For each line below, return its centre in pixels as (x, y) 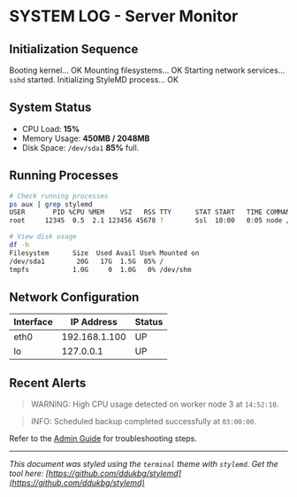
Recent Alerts (48, 383)
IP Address (94, 322)
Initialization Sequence (74, 49)
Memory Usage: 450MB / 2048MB (86, 138)
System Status (50, 108)
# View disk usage (43, 237)
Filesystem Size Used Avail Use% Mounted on (104, 253)
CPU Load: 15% (51, 128)
